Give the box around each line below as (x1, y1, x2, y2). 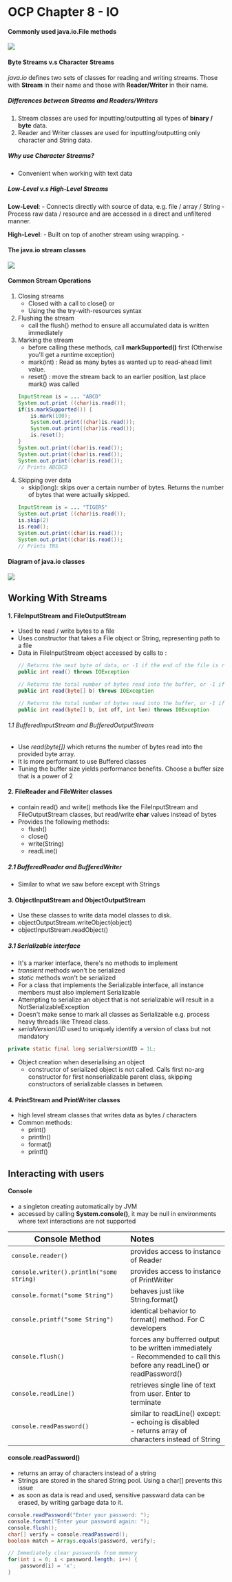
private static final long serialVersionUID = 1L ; (8, 1046, 156, 1053)
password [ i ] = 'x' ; (20, 1563, 76, 1570)
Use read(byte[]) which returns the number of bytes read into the (17, 742, 203, 751)
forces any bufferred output (130, 1335, 220, 1344)
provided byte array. (17, 749, 76, 758)
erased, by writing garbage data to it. (17, 1499, 123, 1506)
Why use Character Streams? (8, 152, 95, 160)
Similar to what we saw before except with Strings (17, 880, 160, 888)
